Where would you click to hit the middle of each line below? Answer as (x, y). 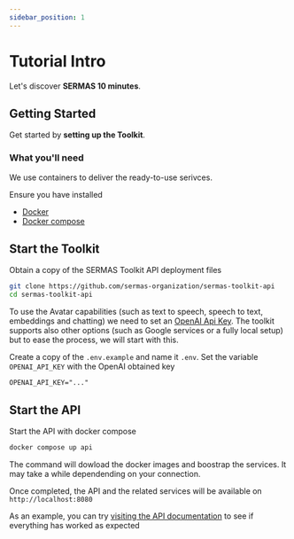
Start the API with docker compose (73, 432)
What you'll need (46, 158)
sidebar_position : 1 (47, 17)
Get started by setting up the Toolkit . (77, 135)
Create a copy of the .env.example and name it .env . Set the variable (134, 357)
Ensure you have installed (56, 194)
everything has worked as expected (74, 525)
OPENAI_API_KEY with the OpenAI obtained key (92, 367)
